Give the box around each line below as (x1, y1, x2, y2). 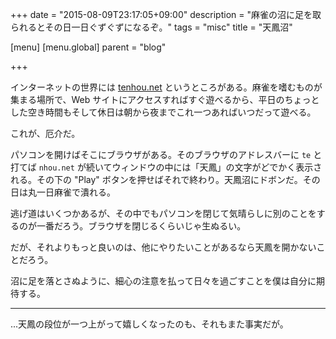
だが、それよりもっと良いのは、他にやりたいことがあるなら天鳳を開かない (10, 241, 317, 253)
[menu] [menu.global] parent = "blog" (10, 41, 167, 53)
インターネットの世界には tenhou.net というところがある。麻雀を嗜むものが (10, 81, 323, 93)
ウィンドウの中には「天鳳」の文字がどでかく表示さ (111, 161, 323, 173)
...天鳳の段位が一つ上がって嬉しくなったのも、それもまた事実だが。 (10, 318, 289, 330)
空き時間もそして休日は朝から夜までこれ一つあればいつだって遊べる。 (27, 106, 317, 118)
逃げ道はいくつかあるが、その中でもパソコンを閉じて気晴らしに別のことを (10, 208, 317, 219)
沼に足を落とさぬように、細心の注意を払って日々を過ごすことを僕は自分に (10, 275, 317, 287)
